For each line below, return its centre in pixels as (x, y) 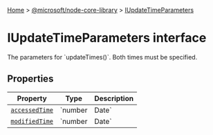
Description (114, 98)
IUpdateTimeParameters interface (107, 38)
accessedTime (32, 110)
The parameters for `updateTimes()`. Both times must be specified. (102, 57)
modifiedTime (32, 121)
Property (32, 98)
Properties (30, 79)
